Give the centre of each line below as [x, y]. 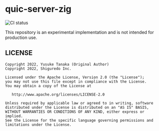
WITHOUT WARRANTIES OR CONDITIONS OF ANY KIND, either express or [75, 112]
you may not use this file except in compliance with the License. [76, 82]
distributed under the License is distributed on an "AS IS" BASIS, [77, 107]
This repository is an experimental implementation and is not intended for [79, 32]
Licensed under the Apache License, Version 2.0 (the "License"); [75, 77]
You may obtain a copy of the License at [48, 86]
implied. [14, 116]
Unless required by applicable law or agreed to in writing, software [79, 103]
